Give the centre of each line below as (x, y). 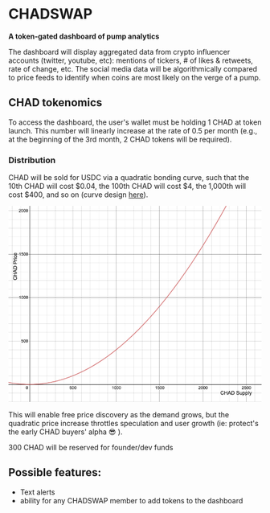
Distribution (32, 160)
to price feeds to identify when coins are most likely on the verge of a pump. (135, 77)
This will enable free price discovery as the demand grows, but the (119, 414)
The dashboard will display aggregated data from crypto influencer (119, 51)
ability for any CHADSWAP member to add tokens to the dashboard (131, 500)
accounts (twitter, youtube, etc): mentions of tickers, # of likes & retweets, (131, 60)
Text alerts (37, 492)
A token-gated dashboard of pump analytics (84, 36)
